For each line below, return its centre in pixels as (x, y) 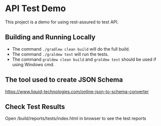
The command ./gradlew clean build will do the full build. (71, 49)
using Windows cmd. (33, 64)
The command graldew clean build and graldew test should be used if (84, 59)
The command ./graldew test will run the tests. (60, 54)
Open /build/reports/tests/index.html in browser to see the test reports (76, 118)
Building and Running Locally (50, 37)
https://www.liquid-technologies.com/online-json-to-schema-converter (77, 91)
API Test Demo (35, 9)
